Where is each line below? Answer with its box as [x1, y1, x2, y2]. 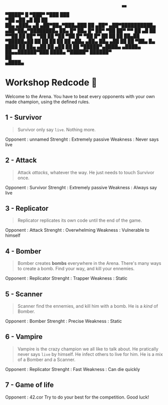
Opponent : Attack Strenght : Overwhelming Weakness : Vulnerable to [5, 227, 149, 233]
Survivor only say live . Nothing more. [17, 126, 96, 133]
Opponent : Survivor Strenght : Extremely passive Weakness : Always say [5, 184, 157, 190]
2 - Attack [5, 156, 37, 165]
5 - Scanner [5, 290, 43, 298]
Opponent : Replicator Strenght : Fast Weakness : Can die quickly [5, 366, 140, 372]
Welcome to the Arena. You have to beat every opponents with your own [5, 93, 155, 99]
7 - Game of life [5, 381, 54, 389]
